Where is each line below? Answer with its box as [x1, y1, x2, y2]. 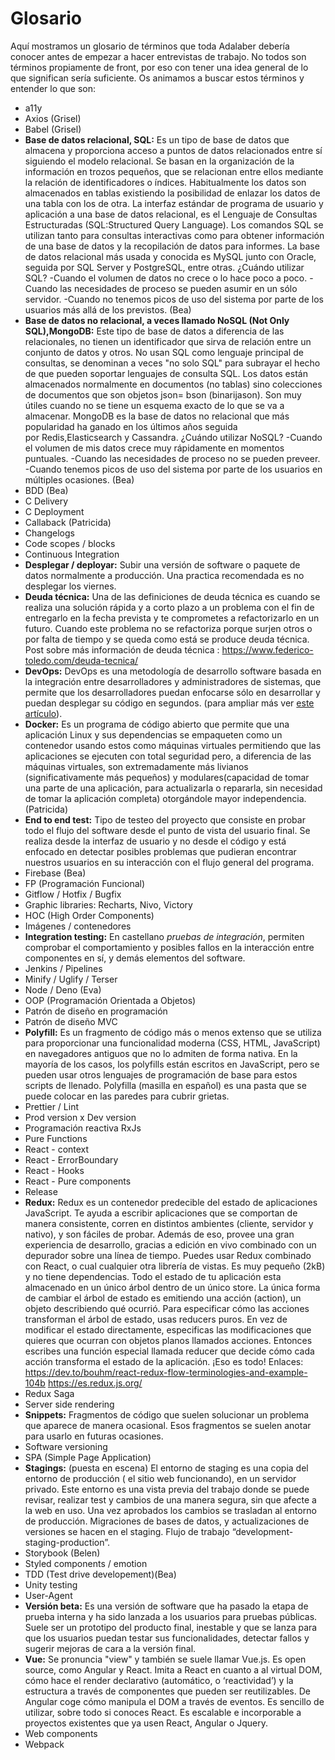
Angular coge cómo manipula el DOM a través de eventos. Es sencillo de [24, 1695, 325, 1707]
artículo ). [24, 707, 63, 719]
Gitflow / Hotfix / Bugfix [24, 888, 122, 900]
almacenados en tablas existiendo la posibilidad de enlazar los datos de [24, 187, 321, 199]
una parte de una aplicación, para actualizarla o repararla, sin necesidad [24, 782, 323, 794]
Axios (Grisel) [24, 112, 82, 124]
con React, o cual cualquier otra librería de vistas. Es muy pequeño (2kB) [24, 1260, 326, 1272]
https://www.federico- [221, 643, 314, 656]
